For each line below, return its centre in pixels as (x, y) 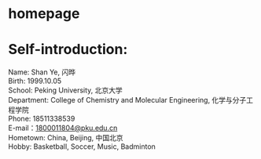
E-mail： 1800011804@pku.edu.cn (63, 128)
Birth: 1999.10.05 (35, 81)
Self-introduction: (68, 50)
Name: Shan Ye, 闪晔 (42, 72)
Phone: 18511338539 (42, 119)
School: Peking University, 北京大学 (66, 90)
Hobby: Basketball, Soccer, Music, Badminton (82, 146)
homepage (44, 14)
